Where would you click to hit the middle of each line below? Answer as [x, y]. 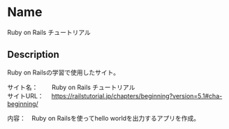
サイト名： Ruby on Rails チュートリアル [71, 87]
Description [33, 55]
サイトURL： [25, 96]
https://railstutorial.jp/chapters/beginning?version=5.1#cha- [137, 96]
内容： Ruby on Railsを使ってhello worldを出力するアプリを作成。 [104, 118]
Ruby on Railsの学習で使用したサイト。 [64, 72]
